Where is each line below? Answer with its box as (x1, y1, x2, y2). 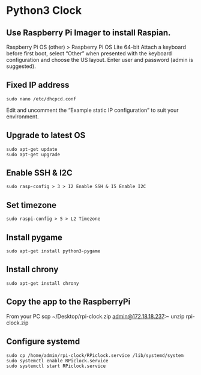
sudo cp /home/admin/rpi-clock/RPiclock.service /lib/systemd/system (6, 352, 184, 358)
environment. (6, 112, 39, 120)
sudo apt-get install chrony (6, 280, 79, 286)
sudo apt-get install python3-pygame (6, 248, 101, 254)
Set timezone (6, 200, 57, 210)
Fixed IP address (6, 80, 70, 90)
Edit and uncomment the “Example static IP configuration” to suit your (6, 106, 179, 114)
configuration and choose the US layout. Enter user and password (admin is (6, 56, 194, 63)
